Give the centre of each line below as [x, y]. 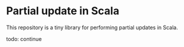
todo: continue [24, 39]
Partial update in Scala [63, 11]
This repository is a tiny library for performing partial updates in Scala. [92, 27]
